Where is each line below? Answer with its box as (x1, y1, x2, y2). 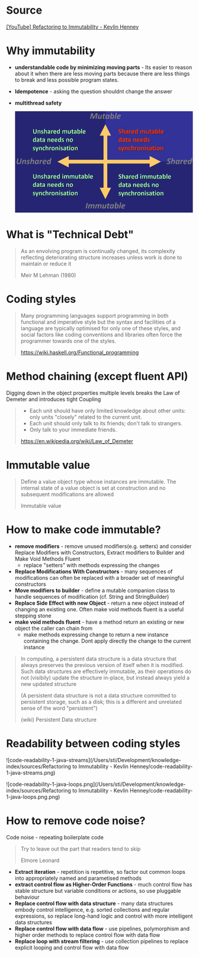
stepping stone (14, 612, 52, 619)
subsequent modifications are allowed (20, 491, 114, 498)
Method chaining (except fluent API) (6, 369, 188, 383)
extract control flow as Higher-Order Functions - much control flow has (14, 880, 192, 888)
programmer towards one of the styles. (20, 337, 117, 345)
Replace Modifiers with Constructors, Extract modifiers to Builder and (14, 549, 185, 556)
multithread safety (14, 99, 62, 106)
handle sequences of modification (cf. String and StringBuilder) (14, 593, 169, 600)
